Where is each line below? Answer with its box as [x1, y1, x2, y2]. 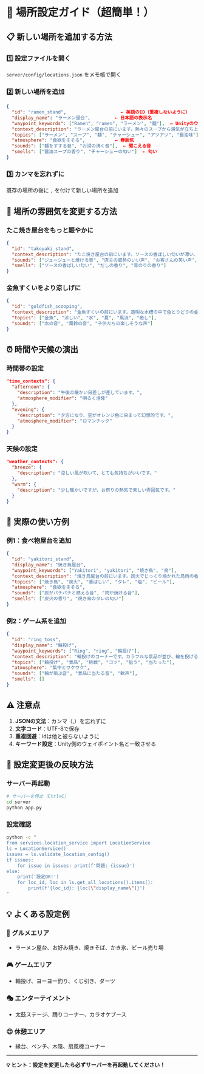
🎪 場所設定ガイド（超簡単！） [6, 5, 155, 19]
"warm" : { [12, 481, 36, 488]
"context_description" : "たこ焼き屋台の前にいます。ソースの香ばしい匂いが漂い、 [12, 251, 199, 257]
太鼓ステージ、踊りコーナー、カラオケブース [15, 1011, 127, 1018]
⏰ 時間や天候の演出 [6, 344, 79, 355]
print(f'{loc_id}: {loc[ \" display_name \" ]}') [28, 885, 146, 891]
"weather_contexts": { [6, 459, 64, 465]
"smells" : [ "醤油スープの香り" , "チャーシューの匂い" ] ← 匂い [12, 149, 157, 155]
